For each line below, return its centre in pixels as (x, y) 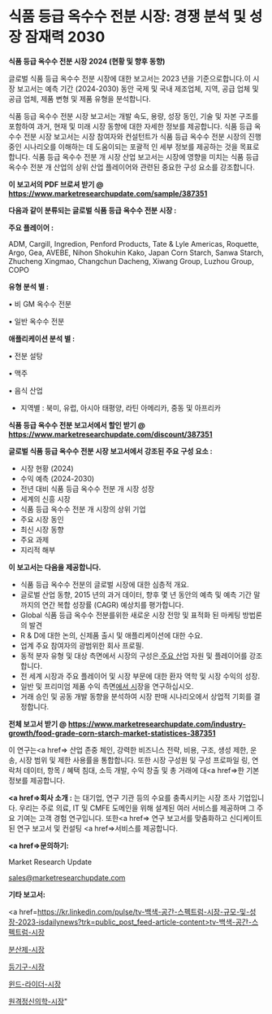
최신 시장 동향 (42, 529)
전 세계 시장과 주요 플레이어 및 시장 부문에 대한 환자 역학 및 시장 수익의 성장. (140, 676)
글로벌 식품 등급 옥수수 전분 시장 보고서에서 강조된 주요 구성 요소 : (110, 451)
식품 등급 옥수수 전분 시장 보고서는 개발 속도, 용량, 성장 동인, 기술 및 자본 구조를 (134, 116)
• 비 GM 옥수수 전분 (40, 304)
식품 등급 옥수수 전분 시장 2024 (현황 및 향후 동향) (87, 61)
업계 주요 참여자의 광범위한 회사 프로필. (82, 645)
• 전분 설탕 (26, 356)
